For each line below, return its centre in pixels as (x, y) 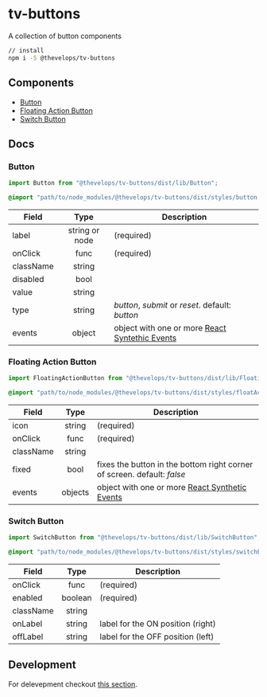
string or (84, 230)
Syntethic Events (145, 338)
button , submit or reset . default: (173, 305)
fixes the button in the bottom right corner (175, 464)
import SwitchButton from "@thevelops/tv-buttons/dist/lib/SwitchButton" (133, 538)
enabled (27, 598)
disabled (28, 279)
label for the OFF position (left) (157, 636)
